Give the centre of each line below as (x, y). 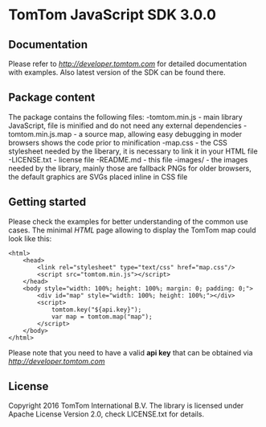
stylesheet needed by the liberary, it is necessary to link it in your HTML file (133, 151)
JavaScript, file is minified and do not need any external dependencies (125, 125)
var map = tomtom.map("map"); (102, 316)
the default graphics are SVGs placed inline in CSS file (98, 177)
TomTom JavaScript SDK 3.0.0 (113, 15)
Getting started (47, 202)
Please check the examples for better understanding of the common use (128, 221)
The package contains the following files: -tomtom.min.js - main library (125, 117)
